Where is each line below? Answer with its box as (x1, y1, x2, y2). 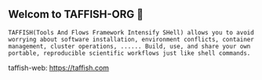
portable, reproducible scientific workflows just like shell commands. (8, 49, 251, 57)
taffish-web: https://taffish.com (8, 63, 110, 72)
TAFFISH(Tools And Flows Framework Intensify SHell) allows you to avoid (8, 28, 255, 36)
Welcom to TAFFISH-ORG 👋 (8, 8, 144, 21)
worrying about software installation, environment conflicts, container (8, 35, 255, 43)
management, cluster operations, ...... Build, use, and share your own (8, 42, 251, 50)
